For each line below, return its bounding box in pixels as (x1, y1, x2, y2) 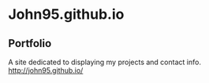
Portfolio (8, 37, 52, 50)
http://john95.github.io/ (8, 66, 84, 75)
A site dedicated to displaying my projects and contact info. (8, 57, 201, 67)
